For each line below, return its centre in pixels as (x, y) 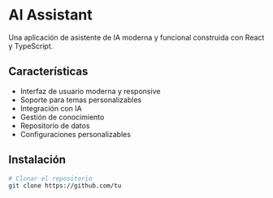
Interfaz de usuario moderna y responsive (90, 91)
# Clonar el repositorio (50, 179)
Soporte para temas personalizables (81, 100)
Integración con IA (51, 108)
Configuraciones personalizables (76, 134)
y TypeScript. (31, 45)
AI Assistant (50, 15)
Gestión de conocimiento (62, 117)
